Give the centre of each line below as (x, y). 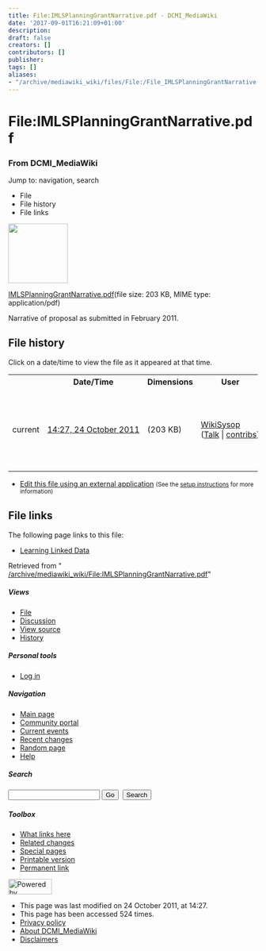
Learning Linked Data (54, 550)
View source (40, 629)
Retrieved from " (35, 565)
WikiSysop (220, 424)
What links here (45, 834)
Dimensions (171, 382)
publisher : (26, 60)
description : (30, 30)
